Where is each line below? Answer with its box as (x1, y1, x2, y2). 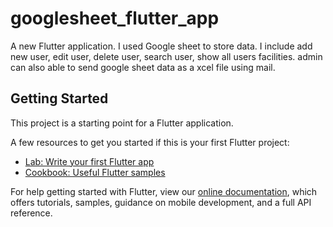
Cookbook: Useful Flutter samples (24, 166, 166, 178)
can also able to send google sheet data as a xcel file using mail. (10, 61, 276, 73)
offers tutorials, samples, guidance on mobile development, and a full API (10, 196, 312, 208)
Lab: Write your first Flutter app (24, 155, 155, 167)
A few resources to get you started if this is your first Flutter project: (10, 136, 290, 148)
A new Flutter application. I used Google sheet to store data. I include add (10, 40, 313, 52)
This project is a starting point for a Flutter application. (10, 117, 234, 129)
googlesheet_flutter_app (10, 7, 220, 30)
